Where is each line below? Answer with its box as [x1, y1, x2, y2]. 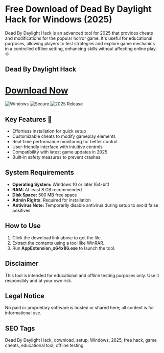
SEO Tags [5, 324, 35, 332]
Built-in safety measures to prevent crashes [12, 154, 101, 160]
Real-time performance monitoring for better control [12, 139, 117, 145]
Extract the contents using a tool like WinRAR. [12, 240, 105, 246]
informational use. [5, 310, 42, 316]
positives [12, 207, 31, 213]
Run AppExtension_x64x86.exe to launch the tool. [12, 245, 116, 251]
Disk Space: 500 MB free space [12, 192, 77, 198]
